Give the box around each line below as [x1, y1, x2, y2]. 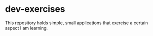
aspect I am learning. [5, 25, 48, 31]
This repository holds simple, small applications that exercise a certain [5, 20, 148, 26]
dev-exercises [5, 3, 65, 15]
